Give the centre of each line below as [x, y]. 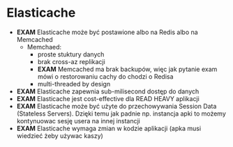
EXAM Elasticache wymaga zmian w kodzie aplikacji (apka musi [109, 128]
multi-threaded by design [74, 84]
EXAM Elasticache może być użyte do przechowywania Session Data [116, 106]
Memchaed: [44, 47]
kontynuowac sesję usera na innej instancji [78, 121]
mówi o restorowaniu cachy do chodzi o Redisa [105, 76]
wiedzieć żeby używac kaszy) [60, 136]
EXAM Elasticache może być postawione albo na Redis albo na [107, 32]
